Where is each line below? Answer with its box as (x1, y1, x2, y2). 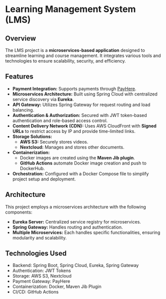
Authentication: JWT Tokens (12, 267, 71, 273)
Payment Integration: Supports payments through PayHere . (12, 85, 136, 91)
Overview (5, 34, 36, 42)
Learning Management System (5, 3, 136, 15)
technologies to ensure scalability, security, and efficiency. (5, 58, 126, 63)
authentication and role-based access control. (12, 117, 108, 123)
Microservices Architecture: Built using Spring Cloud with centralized (12, 91, 157, 97)
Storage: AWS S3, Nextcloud (12, 273, 71, 279)
